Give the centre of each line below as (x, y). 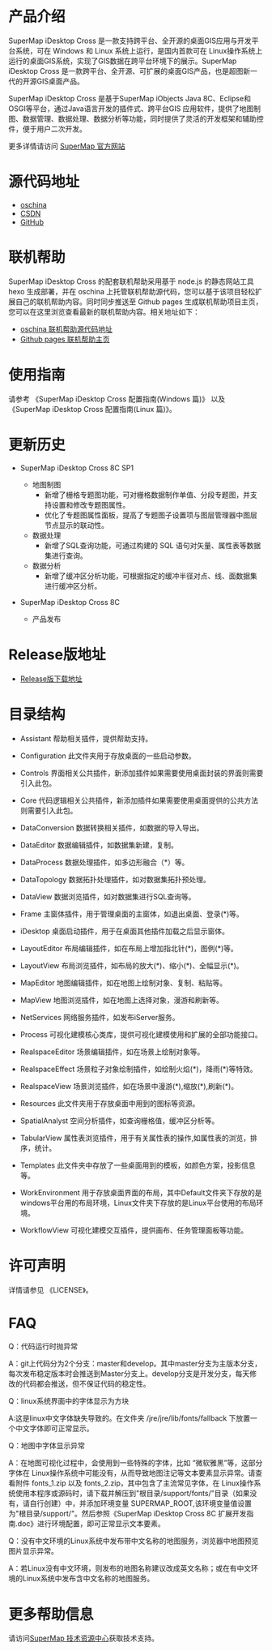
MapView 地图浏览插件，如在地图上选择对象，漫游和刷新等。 (122, 1000)
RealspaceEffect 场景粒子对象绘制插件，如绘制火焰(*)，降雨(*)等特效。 (138, 1069)
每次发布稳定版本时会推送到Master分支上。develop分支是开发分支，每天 (129, 1374)
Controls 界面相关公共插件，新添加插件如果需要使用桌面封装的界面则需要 (142, 773)
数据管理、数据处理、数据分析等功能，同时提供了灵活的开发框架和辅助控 (143, 118)
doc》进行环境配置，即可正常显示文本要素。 (91, 1524)
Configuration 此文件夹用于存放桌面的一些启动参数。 (108, 756)
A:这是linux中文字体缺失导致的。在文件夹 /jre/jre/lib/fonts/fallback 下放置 (130, 1418)
